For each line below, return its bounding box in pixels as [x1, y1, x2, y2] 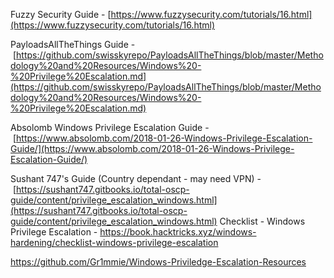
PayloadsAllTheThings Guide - [10, 39, 136, 50]
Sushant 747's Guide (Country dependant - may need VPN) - [10, 173, 262, 184]
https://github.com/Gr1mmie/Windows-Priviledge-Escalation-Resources [10, 256, 307, 268]
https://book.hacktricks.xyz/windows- [99, 226, 257, 238]
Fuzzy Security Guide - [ [10, 9, 112, 20]
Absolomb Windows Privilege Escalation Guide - [10, 122, 210, 133]
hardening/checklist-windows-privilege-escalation [10, 237, 219, 248]
